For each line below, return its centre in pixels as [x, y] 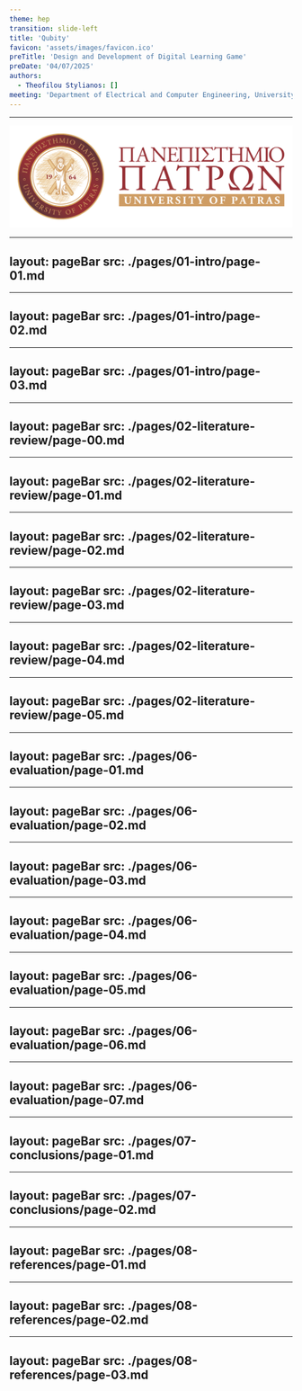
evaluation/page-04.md [78, 935]
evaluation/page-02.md [78, 825]
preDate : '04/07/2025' [52, 67]
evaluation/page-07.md [77, 1100]
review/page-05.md [67, 715]
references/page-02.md [79, 1320]
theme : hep [30, 19]
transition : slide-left [54, 28]
